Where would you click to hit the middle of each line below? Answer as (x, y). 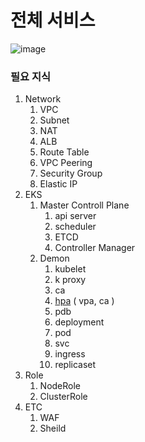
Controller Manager (95, 248)
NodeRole (60, 386)
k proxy (70, 280)
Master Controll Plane (84, 205)
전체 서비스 (53, 20)
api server (75, 216)
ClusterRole (63, 397)
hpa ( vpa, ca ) (84, 301)
